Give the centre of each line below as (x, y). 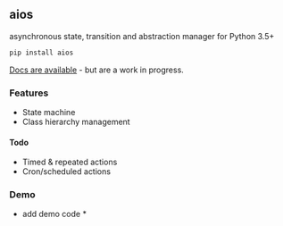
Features (29, 93)
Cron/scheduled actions (67, 172)
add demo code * (54, 214)
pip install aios (42, 53)
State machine (49, 112)
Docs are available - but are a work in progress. (97, 70)
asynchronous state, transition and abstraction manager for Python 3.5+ (142, 36)
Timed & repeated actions (70, 162)
